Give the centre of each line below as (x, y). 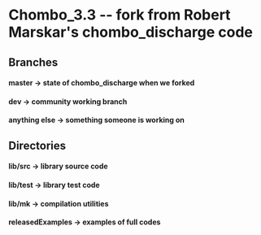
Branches (33, 62)
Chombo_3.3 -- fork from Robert (120, 15)
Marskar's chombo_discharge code (131, 32)
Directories (37, 145)
